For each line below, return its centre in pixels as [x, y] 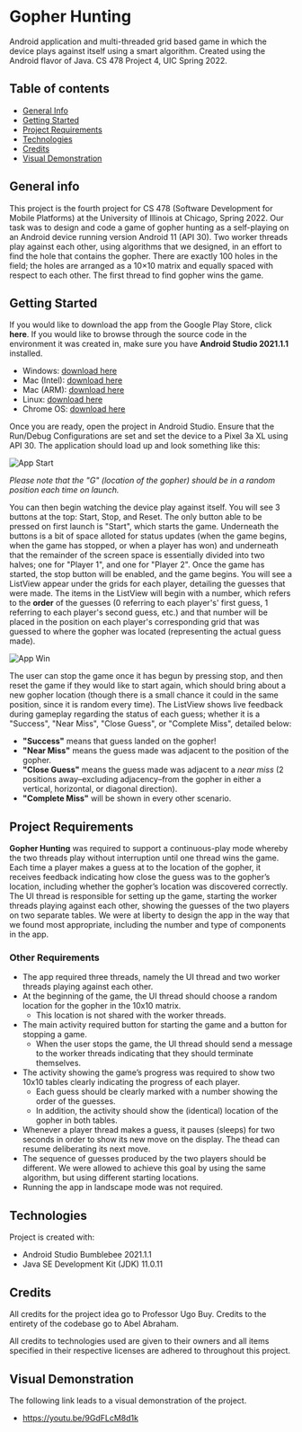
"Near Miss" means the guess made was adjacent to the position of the [155, 751]
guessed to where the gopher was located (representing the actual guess [145, 632]
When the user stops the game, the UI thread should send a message [164, 1044]
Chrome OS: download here [74, 409]
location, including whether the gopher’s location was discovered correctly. [149, 886]
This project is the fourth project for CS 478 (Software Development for [141, 208]
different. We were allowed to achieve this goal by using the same [144, 1168]
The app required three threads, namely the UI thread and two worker [151, 977]
